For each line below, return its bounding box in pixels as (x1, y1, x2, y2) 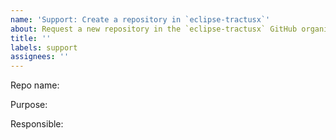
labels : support (10, 42, 78, 53)
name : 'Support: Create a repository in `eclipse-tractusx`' (10, 14, 271, 25)
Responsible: (10, 118, 64, 130)
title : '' (10, 33, 52, 43)
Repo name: (10, 79, 60, 91)
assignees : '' (10, 52, 70, 62)
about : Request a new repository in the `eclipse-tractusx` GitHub (10, 24, 298, 34)
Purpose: (10, 99, 48, 111)
